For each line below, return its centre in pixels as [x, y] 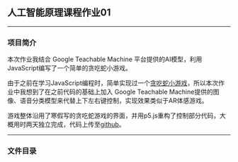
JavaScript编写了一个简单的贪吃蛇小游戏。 [70, 68]
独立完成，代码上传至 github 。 [81, 125]
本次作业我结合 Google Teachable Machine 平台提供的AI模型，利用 [105, 59]
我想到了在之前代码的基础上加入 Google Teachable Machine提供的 [117, 92]
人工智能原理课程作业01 [59, 13]
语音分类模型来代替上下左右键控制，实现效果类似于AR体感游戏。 [114, 101]
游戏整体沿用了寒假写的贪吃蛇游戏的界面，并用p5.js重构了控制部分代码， [114, 116]
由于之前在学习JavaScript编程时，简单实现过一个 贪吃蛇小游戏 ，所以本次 [113, 83]
